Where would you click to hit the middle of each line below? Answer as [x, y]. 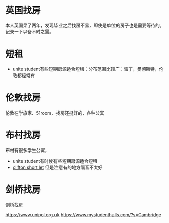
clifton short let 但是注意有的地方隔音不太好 [58, 167]
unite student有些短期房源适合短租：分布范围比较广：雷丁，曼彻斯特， [86, 69]
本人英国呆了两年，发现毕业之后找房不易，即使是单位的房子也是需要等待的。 [85, 25]
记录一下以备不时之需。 [30, 31]
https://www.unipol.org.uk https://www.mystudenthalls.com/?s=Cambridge [83, 215]
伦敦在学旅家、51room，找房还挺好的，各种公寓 [55, 113]
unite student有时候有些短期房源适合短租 [55, 161]
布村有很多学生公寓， [27, 150]
